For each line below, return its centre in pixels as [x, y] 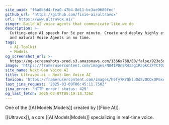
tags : [11, 42]
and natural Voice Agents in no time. [51, 38]
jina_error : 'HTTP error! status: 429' [47, 89]
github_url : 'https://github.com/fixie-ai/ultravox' [62, 14]
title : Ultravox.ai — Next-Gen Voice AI [48, 75]
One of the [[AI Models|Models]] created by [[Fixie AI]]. [63, 107]
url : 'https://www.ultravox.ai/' [40, 19]
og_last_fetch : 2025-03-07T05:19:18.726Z [49, 93]
